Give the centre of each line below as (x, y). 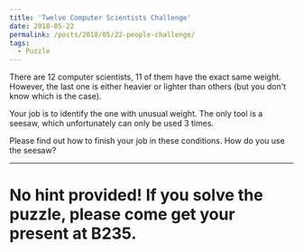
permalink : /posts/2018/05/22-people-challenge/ (102, 34)
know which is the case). (55, 97)
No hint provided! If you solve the (136, 196)
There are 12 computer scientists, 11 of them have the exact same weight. (145, 77)
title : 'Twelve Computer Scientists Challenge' (101, 18)
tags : (19, 43)
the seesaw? (33, 151)
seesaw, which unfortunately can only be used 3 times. (112, 124)
